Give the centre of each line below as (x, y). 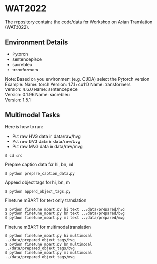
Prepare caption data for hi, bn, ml (39, 164)
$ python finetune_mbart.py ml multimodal (49, 253)
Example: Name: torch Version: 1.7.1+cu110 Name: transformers (68, 84)
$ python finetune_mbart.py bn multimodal (49, 244)
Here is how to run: (24, 126)
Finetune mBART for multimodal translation (48, 227)
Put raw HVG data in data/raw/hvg (46, 136)
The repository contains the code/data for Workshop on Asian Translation (79, 22)
